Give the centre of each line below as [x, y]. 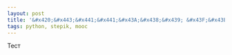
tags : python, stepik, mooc [48, 26]
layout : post [26, 13]
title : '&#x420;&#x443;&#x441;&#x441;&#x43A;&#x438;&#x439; [96, 20]
